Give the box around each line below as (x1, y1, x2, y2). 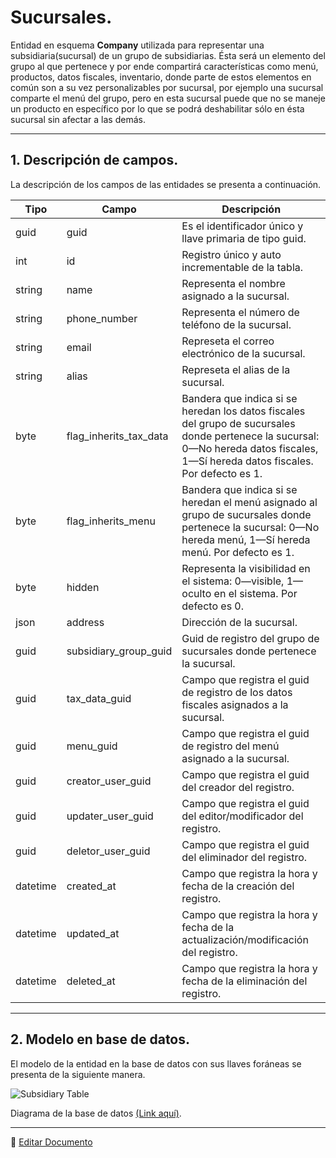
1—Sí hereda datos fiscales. (181, 454, 314, 468)
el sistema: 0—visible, (181, 574, 285, 588)
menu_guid (66, 739, 118, 753)
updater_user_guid (66, 809, 154, 823)
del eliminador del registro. (181, 850, 308, 864)
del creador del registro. (181, 780, 295, 794)
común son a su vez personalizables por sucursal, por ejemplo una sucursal (10, 81, 324, 93)
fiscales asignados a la (181, 697, 289, 711)
